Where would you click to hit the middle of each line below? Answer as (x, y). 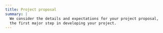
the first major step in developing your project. (63, 23)
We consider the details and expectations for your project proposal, (84, 18)
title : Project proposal (31, 9)
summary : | (16, 14)
